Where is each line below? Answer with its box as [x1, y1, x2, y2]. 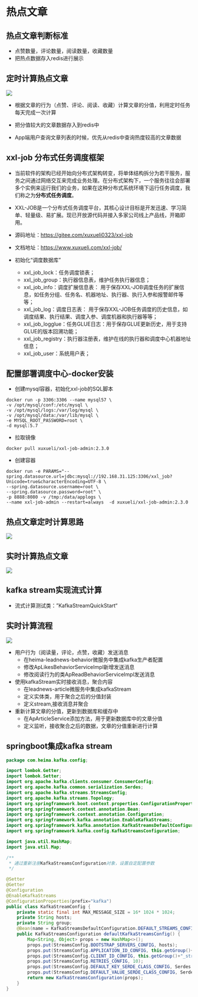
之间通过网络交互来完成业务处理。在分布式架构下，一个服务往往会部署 [19, 177, 190, 184]
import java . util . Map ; [6, 844, 62, 850]
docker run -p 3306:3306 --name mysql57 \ [6, 397, 112, 403]
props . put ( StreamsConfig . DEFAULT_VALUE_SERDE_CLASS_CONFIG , [27, 969, 178, 975]
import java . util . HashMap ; [6, 839, 72, 844]
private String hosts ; [16, 915, 72, 920]
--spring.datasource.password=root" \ [6, 489, 101, 495]
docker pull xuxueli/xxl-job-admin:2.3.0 [6, 446, 110, 452]
